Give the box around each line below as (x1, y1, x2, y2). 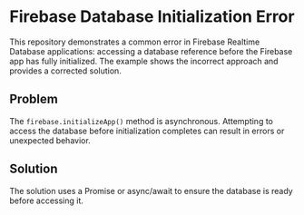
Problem (9, 92, 59, 107)
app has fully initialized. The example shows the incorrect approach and (9, 55, 279, 66)
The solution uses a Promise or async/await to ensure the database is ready (9, 185, 293, 196)
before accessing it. (9, 195, 84, 206)
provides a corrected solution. (9, 65, 123, 76)
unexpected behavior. (9, 134, 91, 146)
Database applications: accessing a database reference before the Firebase (9, 45, 293, 56)
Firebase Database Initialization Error (9, 6, 295, 27)
